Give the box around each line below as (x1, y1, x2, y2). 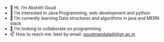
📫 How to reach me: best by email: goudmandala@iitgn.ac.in (9, 31, 136, 37)
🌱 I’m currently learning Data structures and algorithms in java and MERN (9, 15, 160, 21)
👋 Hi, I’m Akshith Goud (9, 5, 56, 10)
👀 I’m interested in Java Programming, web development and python (9, 10, 151, 16)
